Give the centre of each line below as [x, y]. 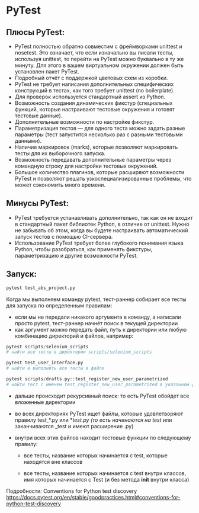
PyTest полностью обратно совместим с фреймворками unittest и [98, 46]
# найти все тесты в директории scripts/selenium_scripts [79, 352]
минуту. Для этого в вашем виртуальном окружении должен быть [99, 65]
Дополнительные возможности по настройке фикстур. [84, 122]
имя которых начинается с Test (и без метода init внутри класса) [106, 479]
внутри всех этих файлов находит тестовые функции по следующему [103, 437]
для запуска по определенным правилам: [59, 305]
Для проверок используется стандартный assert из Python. [90, 97]
